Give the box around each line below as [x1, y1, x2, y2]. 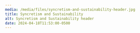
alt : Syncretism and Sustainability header [5, 16, 94, 21]
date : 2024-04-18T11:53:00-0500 [5, 20, 70, 26]
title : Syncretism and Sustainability [5, 12, 83, 16]
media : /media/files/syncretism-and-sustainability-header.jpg [5, 7, 136, 12]
